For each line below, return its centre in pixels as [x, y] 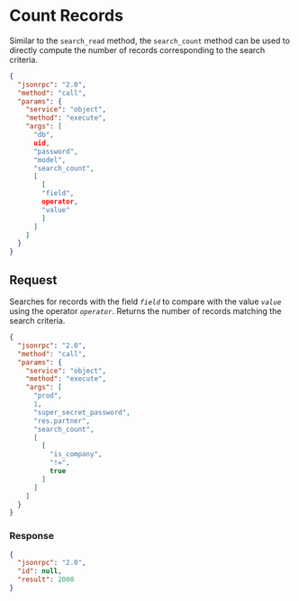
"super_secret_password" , [82, 412]
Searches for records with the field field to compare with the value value [145, 301]
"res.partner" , [62, 421]
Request [33, 280]
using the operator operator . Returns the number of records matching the [145, 311]
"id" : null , [40, 571]
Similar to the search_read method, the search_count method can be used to [150, 40]
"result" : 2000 [46, 580]
